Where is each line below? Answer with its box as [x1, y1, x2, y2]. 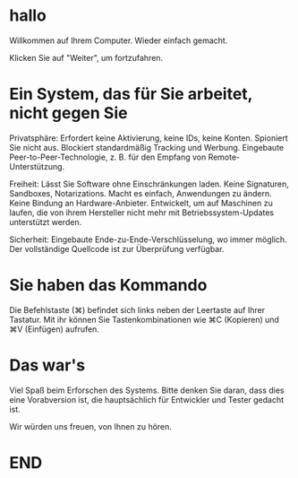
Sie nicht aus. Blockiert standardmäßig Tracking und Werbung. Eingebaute [9, 142, 285, 152]
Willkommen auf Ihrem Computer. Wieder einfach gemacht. [9, 35, 228, 46]
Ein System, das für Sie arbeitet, [9, 84, 253, 104]
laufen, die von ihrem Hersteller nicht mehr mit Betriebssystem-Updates [9, 207, 275, 218]
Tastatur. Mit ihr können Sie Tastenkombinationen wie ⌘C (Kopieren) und [9, 314, 280, 325]
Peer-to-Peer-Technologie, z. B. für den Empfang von [9, 152, 207, 162]
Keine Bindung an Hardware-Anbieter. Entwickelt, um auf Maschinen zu [9, 197, 273, 208]
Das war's [9, 355, 86, 375]
